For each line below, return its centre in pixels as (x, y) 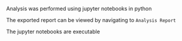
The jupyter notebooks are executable (53, 31)
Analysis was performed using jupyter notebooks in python (79, 9)
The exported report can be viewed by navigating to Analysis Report (91, 20)
